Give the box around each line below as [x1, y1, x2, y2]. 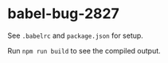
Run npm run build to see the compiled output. [7, 46, 161, 55]
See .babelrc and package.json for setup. [7, 31, 144, 40]
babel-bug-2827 [7, 5, 120, 23]
